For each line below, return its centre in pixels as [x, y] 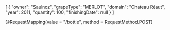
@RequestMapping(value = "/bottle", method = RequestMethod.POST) [79, 22]
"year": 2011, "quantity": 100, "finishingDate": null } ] [60, 12]
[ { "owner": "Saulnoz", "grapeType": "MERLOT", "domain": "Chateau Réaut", [85, 7]
